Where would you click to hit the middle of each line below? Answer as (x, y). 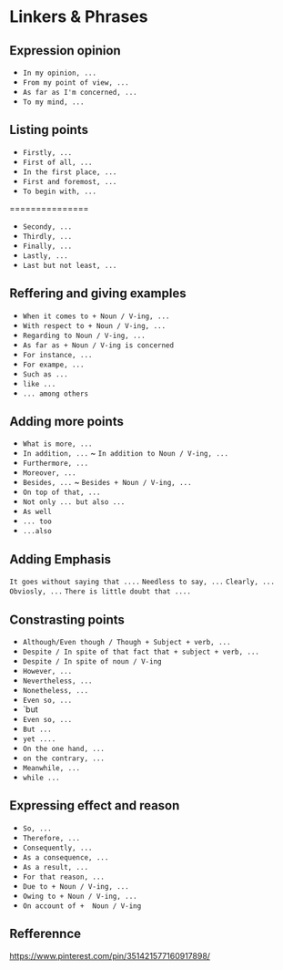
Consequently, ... (57, 848)
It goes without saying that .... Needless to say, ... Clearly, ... (142, 582)
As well (37, 512)
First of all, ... (57, 162)
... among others (56, 394)
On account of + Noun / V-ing (82, 906)
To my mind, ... (53, 102)
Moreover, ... (49, 473)
